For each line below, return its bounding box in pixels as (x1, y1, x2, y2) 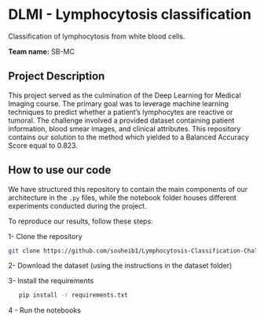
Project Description (8, 69, 105, 83)
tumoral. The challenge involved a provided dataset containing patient (8, 116, 235, 125)
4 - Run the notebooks (8, 305, 81, 315)
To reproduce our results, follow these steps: (8, 216, 153, 226)
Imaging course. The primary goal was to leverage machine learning (8, 98, 229, 108)
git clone (8, 246, 41, 255)
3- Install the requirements (8, 276, 94, 286)
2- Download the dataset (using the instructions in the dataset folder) (8, 261, 233, 271)
